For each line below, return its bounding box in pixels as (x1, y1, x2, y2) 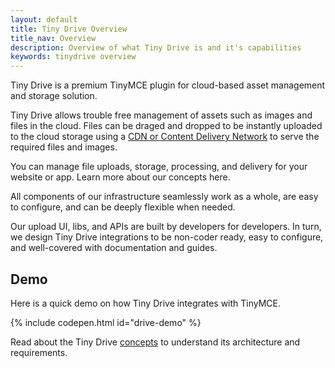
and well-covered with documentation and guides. (10, 242, 218, 254)
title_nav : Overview (10, 33, 97, 43)
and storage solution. (10, 90, 98, 102)
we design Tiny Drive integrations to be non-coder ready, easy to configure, (10, 231, 324, 243)
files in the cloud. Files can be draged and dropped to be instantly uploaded (10, 120, 323, 132)
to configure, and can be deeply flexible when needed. (10, 201, 236, 213)
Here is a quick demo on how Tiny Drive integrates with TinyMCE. (10, 297, 282, 309)
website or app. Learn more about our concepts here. (10, 171, 231, 183)
